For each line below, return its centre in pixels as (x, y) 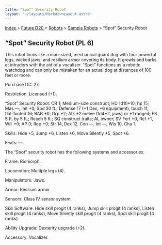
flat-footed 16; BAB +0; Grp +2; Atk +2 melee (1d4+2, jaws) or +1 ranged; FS (81, 114)
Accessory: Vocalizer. (27, 237)
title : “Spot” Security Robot (36, 9)
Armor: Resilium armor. (28, 190)
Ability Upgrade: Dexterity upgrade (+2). (45, 228)
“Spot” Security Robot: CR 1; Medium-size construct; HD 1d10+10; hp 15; (77, 103)
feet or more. (18, 75)
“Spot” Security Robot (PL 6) (49, 43)
